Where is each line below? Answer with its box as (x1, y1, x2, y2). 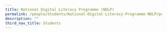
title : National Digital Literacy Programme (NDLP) (5, 7, 114, 12)
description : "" (5, 16, 39, 21)
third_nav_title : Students (5, 20, 61, 26)
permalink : (5, 12, 28, 16)
